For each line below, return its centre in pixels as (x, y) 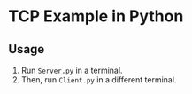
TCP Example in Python (96, 16)
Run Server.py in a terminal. (72, 70)
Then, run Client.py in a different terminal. (99, 80)
